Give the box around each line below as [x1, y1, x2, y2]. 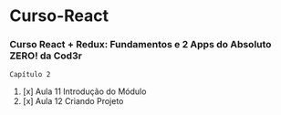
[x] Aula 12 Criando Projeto [22, 96, 124, 107]
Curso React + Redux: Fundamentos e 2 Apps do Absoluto [9, 38, 272, 51]
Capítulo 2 [9, 70, 51, 79]
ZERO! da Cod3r [9, 49, 82, 62]
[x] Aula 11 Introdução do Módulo [22, 86, 147, 97]
